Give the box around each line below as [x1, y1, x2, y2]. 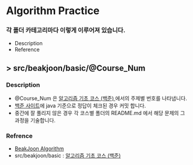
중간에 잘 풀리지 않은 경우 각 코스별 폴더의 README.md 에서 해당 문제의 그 [14, 110, 185, 117]
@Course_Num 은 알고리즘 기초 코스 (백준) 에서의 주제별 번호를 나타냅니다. [14, 95, 187, 102]
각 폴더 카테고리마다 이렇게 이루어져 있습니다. [6, 26, 126, 35]
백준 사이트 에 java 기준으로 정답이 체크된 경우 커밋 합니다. [14, 102, 146, 109]
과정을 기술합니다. [14, 117, 56, 124]
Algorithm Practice [6, 4, 100, 18]
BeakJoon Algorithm [14, 145, 64, 152]
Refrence [6, 132, 33, 140]
